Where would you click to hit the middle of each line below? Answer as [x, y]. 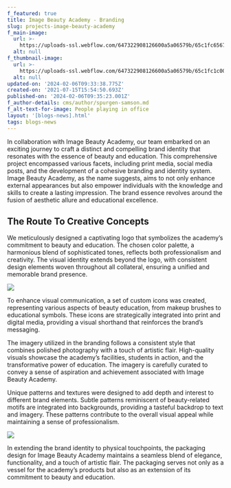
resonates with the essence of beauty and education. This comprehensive [112, 156]
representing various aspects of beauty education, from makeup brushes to [114, 308]
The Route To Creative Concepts [78, 221]
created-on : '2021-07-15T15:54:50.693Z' [66, 90]
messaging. [23, 329]
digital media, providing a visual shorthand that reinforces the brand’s [105, 323]
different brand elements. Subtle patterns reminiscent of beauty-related [108, 400]
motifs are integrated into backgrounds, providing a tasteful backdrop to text [115, 407]
